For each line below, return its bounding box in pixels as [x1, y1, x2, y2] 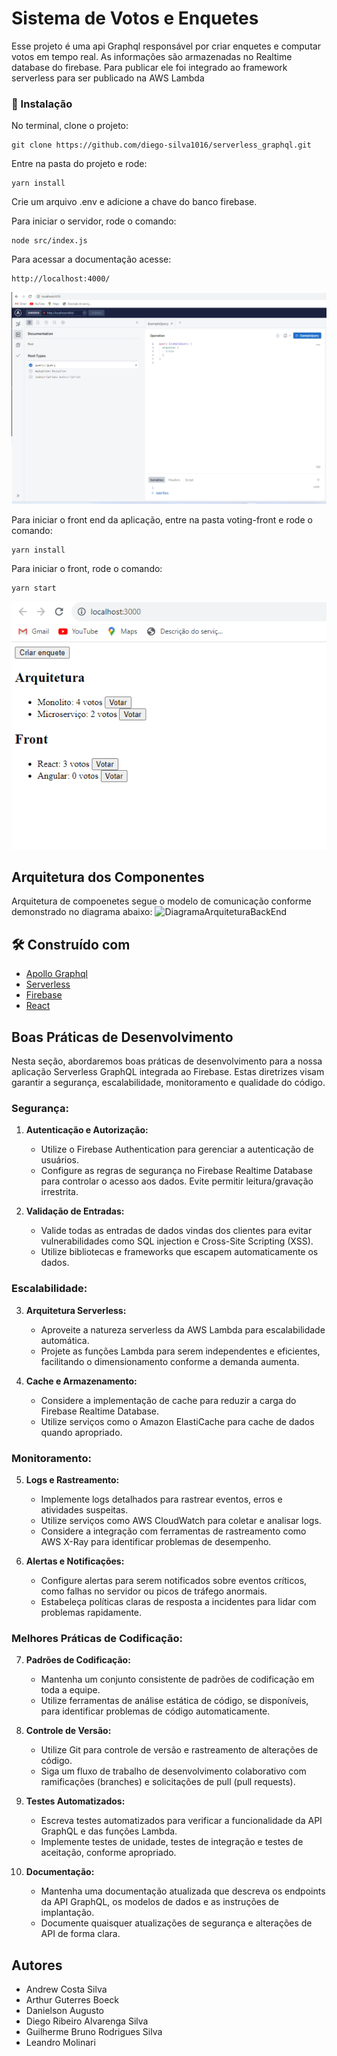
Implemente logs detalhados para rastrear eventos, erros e [40, 1493, 283, 1505]
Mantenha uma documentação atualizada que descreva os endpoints [40, 1885, 326, 1897]
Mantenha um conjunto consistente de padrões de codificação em [40, 1673, 315, 1686]
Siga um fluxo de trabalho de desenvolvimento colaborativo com [40, 1765, 307, 1777]
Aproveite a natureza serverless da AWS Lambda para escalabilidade [40, 1323, 326, 1336]
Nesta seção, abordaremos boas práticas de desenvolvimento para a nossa [11, 1055, 323, 1067]
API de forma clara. [40, 1928, 121, 1940]
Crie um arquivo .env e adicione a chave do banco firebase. [11, 196, 258, 208]
